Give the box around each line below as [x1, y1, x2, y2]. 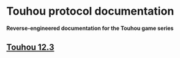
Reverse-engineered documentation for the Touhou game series [6, 24, 174, 32]
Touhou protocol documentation [6, 4, 174, 18]
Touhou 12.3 [6, 42, 54, 53]
